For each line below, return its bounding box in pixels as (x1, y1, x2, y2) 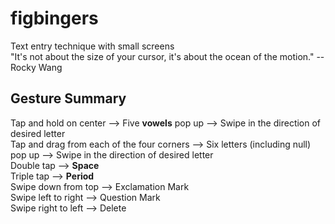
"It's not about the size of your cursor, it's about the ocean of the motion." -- (10, 50, 325, 62)
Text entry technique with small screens (10, 40, 175, 52)
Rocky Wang (10, 61, 63, 73)
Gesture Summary (10, 90, 127, 107)
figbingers (10, 7, 99, 30)
